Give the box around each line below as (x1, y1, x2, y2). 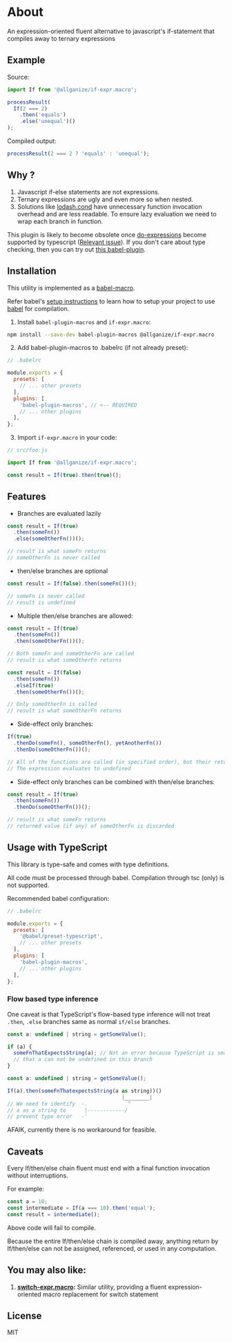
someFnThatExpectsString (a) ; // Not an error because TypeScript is (13, 1050, 215, 1056)
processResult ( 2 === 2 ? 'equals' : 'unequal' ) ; (7, 150, 150, 157)
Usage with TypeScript (7, 841, 108, 854)
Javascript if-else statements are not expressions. (17, 187, 160, 196)
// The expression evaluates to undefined (7, 765, 131, 772)
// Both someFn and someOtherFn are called (7, 651, 135, 658)
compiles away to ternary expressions (7, 34, 116, 42)
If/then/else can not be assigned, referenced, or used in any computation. (7, 1244, 217, 1252)
